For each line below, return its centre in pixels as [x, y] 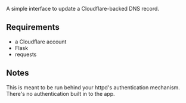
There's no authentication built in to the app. [61, 93]
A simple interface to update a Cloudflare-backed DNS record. [83, 9]
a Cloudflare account [41, 42]
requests [26, 54]
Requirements [33, 27]
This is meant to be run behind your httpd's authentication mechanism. [93, 87]
